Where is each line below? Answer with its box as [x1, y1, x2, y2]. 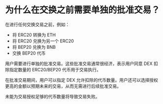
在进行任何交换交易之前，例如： [5, 21, 70, 27]
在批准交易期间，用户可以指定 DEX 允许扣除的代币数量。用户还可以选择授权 [5, 77, 158, 83]
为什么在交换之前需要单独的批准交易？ [5, 4, 161, 16]
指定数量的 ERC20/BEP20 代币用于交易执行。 [9, 66, 101, 72]
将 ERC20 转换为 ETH [12, 32, 56, 38]
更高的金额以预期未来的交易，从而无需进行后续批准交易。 [5, 83, 121, 89]
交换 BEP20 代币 [12, 50, 46, 56]
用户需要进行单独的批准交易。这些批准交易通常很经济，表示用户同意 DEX [5, 61, 153, 66]
